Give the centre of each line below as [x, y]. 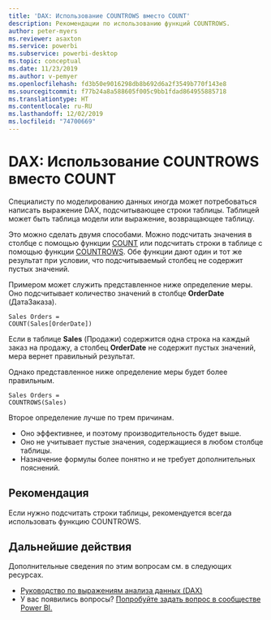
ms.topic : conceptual [45, 62]
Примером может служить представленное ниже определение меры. [131, 284]
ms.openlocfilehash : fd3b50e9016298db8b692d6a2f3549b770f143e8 [118, 84]
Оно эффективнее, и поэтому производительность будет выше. [131, 433]
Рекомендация [49, 493]
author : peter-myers [43, 31]
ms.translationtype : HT [49, 99]
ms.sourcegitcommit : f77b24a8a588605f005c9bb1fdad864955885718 [118, 91]
